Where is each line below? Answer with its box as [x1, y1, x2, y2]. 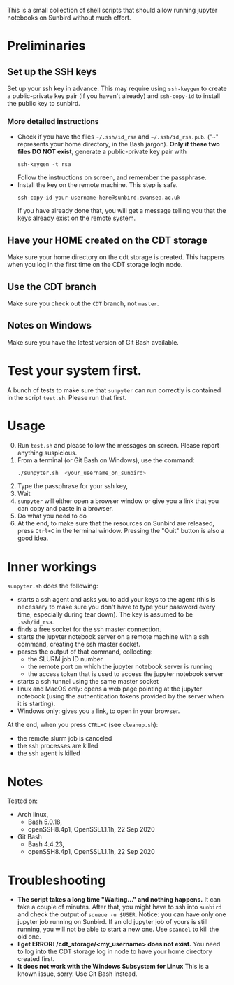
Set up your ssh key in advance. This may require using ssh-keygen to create [7, 84, 227, 92]
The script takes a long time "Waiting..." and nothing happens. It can [17, 895, 221, 904]
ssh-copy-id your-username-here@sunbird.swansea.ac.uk [17, 194, 181, 202]
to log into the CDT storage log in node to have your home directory [17, 947, 212, 956]
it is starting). [17, 700, 56, 708]
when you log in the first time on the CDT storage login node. [7, 261, 183, 269]
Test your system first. [7, 362, 142, 378]
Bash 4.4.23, [27, 840, 65, 848]
